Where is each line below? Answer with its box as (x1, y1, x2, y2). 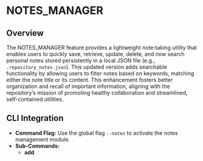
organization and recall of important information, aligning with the (6, 83, 170, 90)
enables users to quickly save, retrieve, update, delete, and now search (6, 50, 185, 58)
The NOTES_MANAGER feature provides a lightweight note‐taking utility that (6, 44, 198, 51)
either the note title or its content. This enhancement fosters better (6, 77, 173, 83)
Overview (6, 28, 44, 38)
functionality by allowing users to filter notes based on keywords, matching (6, 70, 194, 77)
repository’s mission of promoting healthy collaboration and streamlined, (6, 89, 188, 96)
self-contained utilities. (6, 95, 64, 103)
